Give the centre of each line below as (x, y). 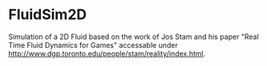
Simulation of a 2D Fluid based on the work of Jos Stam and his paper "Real (133, 37)
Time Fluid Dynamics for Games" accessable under (93, 45)
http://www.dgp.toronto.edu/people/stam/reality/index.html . (107, 53)
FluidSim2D (48, 15)
